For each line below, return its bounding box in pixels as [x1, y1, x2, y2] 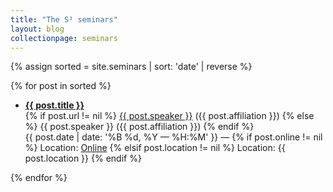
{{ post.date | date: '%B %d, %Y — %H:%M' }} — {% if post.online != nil [24, 131, 323, 143]
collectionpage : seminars [10, 33, 118, 43]
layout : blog [10, 24, 65, 34]
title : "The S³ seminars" [10, 14, 118, 25]
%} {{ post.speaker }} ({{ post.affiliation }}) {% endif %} [24, 121, 255, 133]
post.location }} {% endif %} [24, 152, 142, 165]
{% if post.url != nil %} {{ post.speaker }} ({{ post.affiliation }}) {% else [24, 110, 315, 122]
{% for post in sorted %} [10, 80, 112, 92]
